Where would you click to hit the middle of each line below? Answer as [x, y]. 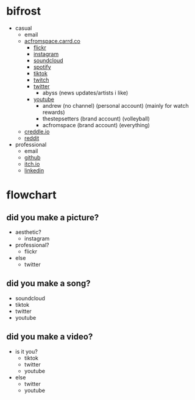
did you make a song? [48, 283]
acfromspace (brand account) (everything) [96, 125]
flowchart [31, 195]
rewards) [54, 112]
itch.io [32, 164]
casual [23, 28]
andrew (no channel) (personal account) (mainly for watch [115, 105]
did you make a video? [50, 337]
